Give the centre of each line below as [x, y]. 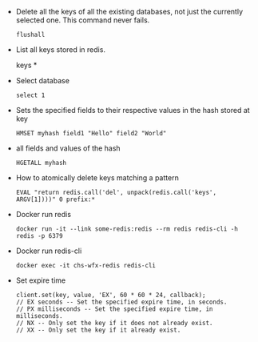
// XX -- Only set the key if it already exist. [98, 330]
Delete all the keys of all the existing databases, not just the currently [129, 12]
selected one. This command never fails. [83, 20]
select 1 [30, 95]
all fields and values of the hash [68, 148]
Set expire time [41, 280]
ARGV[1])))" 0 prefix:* [56, 199]
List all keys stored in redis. [61, 50]
